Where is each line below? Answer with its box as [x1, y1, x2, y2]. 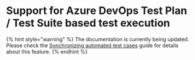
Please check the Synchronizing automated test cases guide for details [6, 42, 179, 49]
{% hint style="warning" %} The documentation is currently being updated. [6, 36, 190, 43]
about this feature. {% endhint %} [6, 48, 88, 55]
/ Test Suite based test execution [6, 16, 170, 30]
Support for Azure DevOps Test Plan [6, 4, 187, 17]
